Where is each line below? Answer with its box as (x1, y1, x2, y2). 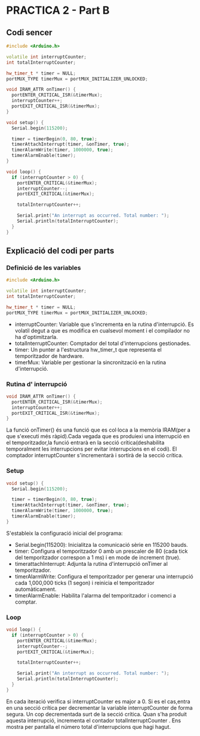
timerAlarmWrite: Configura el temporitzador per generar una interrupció (14, 572, 193, 580)
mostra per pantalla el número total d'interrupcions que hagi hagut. (6, 723, 171, 730)
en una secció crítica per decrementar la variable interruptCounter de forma (6, 704, 193, 711)
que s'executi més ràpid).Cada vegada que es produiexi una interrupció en (6, 433, 190, 440)
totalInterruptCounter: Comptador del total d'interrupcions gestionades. (14, 340, 191, 347)
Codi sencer (6, 27, 53, 38)
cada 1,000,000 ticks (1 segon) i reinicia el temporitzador (14, 579, 155, 586)
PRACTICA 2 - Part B (6, 4, 110, 17)
